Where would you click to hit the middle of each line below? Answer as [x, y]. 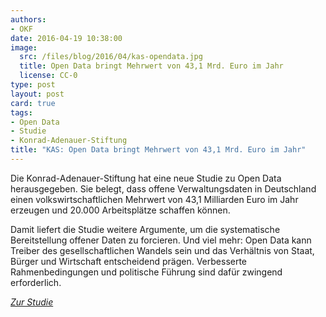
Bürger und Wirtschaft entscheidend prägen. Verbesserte [129, 261]
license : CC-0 [48, 76]
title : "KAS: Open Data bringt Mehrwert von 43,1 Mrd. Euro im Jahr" [158, 150]
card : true [33, 103]
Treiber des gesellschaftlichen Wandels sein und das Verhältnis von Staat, [162, 250]
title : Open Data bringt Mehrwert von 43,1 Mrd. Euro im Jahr [151, 66]
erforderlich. [36, 282]
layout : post [37, 94]
